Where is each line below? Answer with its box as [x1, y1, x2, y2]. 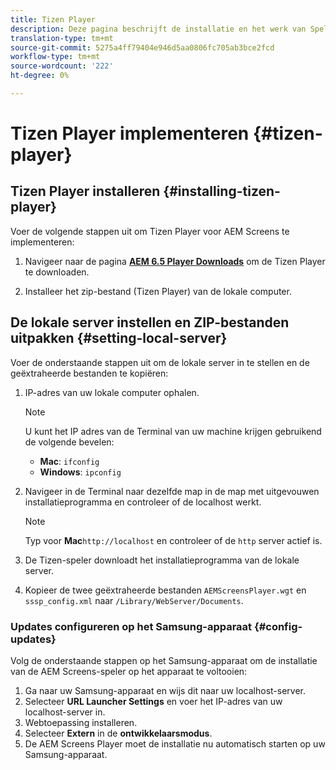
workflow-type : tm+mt [10, 52, 101, 62]
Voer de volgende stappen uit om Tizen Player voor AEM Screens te [10, 225, 290, 237]
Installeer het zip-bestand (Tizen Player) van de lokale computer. [24, 285, 292, 297]
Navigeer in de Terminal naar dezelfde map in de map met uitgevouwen [24, 485, 320, 497]
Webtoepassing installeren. [24, 716, 138, 728]
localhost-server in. [24, 706, 106, 718]
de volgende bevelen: [24, 436, 115, 448]
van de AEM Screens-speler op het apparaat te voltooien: [10, 665, 248, 677]
